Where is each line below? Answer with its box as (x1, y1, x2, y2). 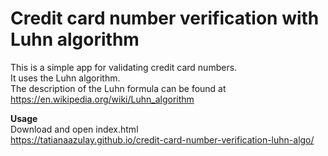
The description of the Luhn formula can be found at (10, 82, 227, 94)
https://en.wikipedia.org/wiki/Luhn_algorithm (10, 93, 195, 105)
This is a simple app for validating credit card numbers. (10, 61, 238, 73)
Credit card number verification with (10, 7, 320, 30)
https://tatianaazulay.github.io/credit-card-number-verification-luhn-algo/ (10, 133, 315, 146)
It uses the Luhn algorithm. (10, 72, 121, 84)
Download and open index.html (10, 123, 139, 135)
